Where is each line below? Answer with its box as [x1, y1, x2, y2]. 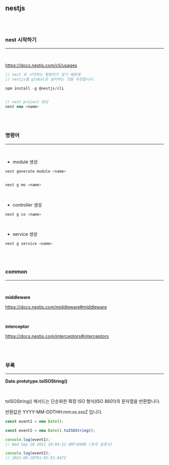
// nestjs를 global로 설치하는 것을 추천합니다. [5, 76, 96, 82]
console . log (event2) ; [5, 451, 51, 456]
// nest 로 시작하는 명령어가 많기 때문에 [5, 72, 81, 77]
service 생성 [12, 231, 38, 237]
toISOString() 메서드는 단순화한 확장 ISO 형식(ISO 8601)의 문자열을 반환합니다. [5, 398, 161, 404]
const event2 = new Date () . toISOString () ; [5, 428, 96, 433]
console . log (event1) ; [5, 437, 51, 442]
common [5, 268, 28, 275]
